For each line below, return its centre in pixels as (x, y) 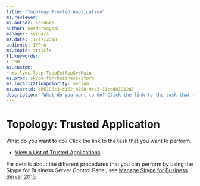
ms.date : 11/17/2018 (32, 39)
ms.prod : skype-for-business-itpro (50, 78)
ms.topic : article (29, 51)
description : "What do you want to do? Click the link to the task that (98, 95)
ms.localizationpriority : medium (48, 84)
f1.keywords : (22, 56)
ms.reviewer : (22, 17)
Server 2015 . (22, 176)
